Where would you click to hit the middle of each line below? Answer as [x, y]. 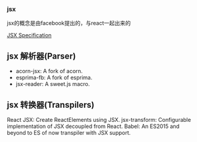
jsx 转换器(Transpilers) [51, 105]
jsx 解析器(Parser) [41, 56]
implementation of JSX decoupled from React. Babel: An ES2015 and [93, 126]
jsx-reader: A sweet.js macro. [53, 84]
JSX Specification [29, 35]
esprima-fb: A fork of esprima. [54, 77]
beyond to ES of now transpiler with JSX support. [69, 132]
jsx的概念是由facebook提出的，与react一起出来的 [69, 23]
